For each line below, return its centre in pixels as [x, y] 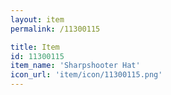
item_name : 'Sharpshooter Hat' [75, 66]
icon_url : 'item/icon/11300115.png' [86, 75]
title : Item [35, 47]
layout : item [37, 19]
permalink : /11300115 [55, 29]
